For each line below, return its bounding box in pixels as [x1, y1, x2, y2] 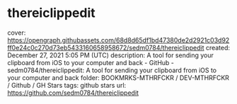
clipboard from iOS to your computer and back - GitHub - [7, 58, 175, 67]
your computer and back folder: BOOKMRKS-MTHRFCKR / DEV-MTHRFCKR [7, 73, 230, 82]
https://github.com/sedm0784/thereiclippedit [7, 88, 139, 97]
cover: [7, 28, 26, 37]
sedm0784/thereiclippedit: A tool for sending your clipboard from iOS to [7, 66, 217, 74]
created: [205, 43, 231, 52]
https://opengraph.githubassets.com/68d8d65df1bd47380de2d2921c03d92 [7, 35, 230, 44]
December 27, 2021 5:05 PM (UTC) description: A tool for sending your [7, 51, 214, 59]
